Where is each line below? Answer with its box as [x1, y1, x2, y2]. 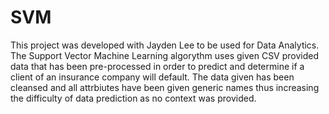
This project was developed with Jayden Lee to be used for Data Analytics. [10, 39, 320, 51]
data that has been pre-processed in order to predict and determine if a [10, 60, 305, 72]
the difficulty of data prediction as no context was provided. [10, 92, 257, 104]
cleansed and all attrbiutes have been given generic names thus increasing [10, 81, 320, 93]
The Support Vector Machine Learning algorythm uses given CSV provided [10, 49, 320, 61]
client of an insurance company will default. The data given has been [10, 71, 295, 83]
